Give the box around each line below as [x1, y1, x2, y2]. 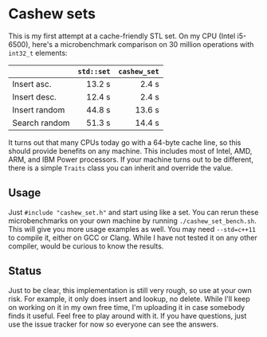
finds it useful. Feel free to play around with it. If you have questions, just [8, 311, 247, 320]
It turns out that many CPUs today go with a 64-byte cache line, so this [8, 137, 241, 147]
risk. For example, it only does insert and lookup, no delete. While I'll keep [8, 294, 251, 304]
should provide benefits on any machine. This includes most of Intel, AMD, [8, 146, 253, 155]
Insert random [12, 104, 65, 116]
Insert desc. [12, 91, 57, 102]
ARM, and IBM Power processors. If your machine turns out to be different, [8, 155, 253, 164]
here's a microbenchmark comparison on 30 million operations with [31, 39, 254, 49]
